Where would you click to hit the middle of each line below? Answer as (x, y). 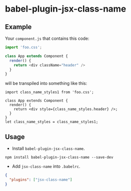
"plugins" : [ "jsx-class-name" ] (41, 180)
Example (18, 27)
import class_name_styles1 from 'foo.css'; (50, 92)
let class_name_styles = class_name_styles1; (51, 122)
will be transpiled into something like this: (46, 83)
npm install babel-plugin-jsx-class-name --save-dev (59, 158)
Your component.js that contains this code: (47, 38)
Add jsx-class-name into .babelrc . (46, 166)
